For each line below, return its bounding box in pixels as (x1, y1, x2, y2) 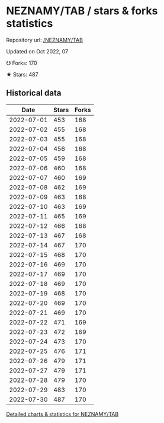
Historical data (6, 88, 62, 98)
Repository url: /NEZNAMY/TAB (6, 36, 83, 43)
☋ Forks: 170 (6, 59, 37, 66)
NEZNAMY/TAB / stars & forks (6, 4, 158, 18)
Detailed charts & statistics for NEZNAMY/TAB (6, 411, 119, 418)
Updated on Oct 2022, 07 (6, 47, 69, 55)
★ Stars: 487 (6, 71, 38, 78)
